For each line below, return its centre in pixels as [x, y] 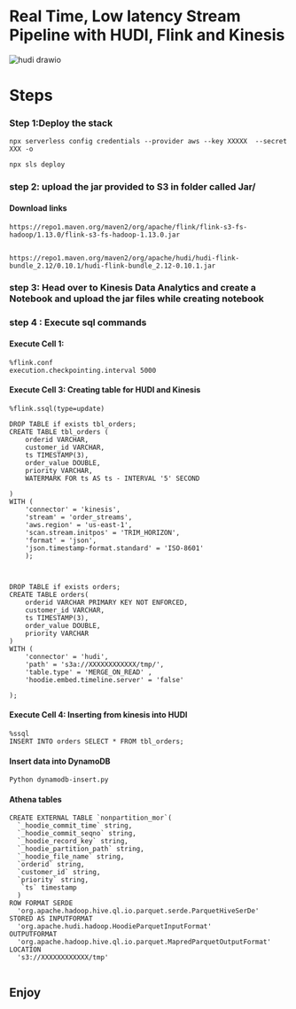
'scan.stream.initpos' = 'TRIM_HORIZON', [102, 532]
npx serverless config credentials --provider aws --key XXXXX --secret [148, 142]
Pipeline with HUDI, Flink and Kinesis [147, 35]
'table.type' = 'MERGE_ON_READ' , [89, 672]
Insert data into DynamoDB [60, 761]
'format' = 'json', [61, 540]
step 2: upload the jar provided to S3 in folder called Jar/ [132, 187]
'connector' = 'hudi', [67, 656]
